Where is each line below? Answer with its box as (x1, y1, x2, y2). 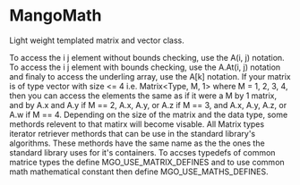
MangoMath (9, 5, 102, 26)
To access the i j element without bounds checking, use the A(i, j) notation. (9, 52, 285, 63)
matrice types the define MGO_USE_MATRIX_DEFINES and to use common (9, 156, 285, 167)
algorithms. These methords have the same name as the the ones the (9, 138, 266, 148)
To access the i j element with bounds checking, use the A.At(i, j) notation (9, 62, 281, 72)
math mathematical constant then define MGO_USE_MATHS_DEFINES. (9, 166, 269, 177)
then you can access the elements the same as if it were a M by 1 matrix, (9, 90, 278, 101)
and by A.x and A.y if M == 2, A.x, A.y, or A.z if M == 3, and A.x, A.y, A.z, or (9, 99, 287, 110)
